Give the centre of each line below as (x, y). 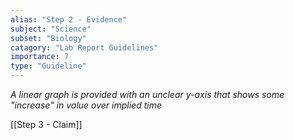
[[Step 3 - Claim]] (46, 124)
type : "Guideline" (48, 66)
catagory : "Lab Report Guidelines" (84, 47)
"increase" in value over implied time (86, 105)
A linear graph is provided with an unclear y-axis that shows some (147, 94)
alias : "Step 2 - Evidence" (69, 19)
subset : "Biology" (48, 38)
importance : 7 (40, 57)
